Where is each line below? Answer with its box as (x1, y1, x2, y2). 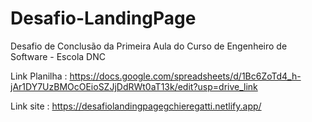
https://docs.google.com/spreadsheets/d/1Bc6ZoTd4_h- (69, 70, 302, 82)
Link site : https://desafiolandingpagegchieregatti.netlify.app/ (10, 100, 262, 112)
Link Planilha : (10, 70, 68, 82)
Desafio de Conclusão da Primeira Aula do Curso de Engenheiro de (10, 40, 288, 52)
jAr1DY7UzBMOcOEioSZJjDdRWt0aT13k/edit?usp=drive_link (10, 80, 258, 92)
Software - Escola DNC (10, 50, 106, 62)
